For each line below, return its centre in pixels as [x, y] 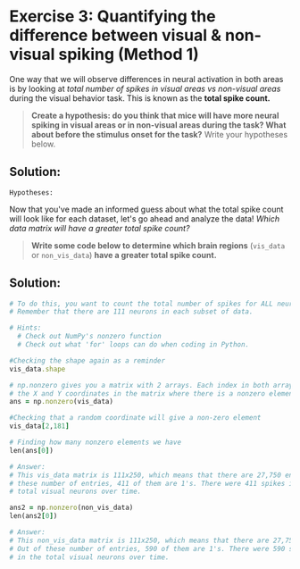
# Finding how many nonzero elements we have [95, 443]
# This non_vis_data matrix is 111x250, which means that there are [139, 540]
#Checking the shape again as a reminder [87, 360]
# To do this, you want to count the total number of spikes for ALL [142, 304]
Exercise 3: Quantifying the [112, 17]
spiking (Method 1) [128, 54]
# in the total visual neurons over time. [89, 557]
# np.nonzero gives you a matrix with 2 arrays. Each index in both [139, 385]
